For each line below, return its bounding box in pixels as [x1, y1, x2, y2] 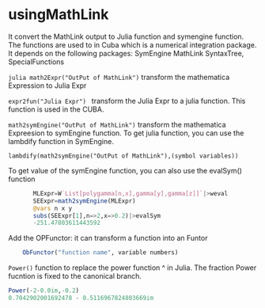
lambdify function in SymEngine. [8, 136, 115, 146]
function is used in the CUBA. [8, 105, 104, 114]
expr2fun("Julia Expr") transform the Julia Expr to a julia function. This [8, 96, 246, 105]
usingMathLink [8, 6, 109, 24]
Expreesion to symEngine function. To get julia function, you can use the [8, 128, 244, 138]
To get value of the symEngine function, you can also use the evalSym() [8, 165, 243, 175]
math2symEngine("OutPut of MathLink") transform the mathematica [8, 120, 227, 129]
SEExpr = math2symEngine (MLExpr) [32, 196, 136, 205]
